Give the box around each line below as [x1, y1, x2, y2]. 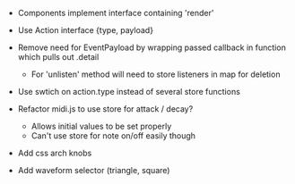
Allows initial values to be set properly [30, 121, 172, 131]
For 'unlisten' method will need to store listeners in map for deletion [30, 69, 281, 79]
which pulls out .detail [17, 52, 100, 62]
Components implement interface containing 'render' [17, 8, 214, 18]
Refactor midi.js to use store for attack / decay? [17, 104, 194, 114]
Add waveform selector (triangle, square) [17, 165, 170, 175]
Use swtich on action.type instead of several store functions [17, 87, 240, 96]
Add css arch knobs [17, 147, 92, 158]
